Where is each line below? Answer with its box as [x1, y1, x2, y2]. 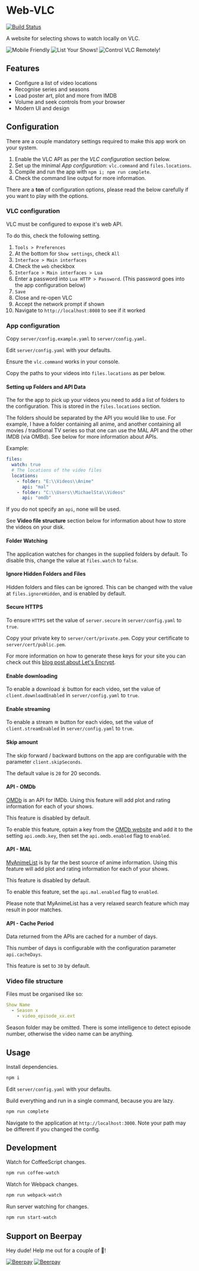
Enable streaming [6, 705, 50, 712]
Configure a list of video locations [14, 79, 98, 86]
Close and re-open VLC [14, 294, 73, 301]
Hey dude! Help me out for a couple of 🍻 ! [6, 1247, 107, 1254]
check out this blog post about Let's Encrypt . [6, 658, 116, 666]
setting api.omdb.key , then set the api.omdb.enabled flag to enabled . [6, 832, 171, 839]
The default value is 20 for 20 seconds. [6, 769, 101, 776]
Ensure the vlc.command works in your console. [6, 358, 120, 366]
